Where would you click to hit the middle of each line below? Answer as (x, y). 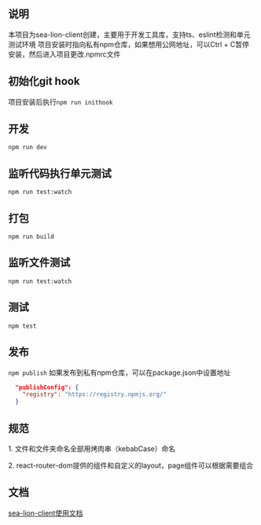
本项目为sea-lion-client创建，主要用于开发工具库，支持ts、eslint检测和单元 (129, 35)
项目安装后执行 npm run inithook (61, 101)
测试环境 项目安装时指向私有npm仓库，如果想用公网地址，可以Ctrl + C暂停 (129, 44)
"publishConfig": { (47, 387)
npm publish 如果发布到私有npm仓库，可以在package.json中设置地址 (119, 373)
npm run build (31, 237)
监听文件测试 (39, 263)
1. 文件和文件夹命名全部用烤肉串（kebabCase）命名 (92, 448)
